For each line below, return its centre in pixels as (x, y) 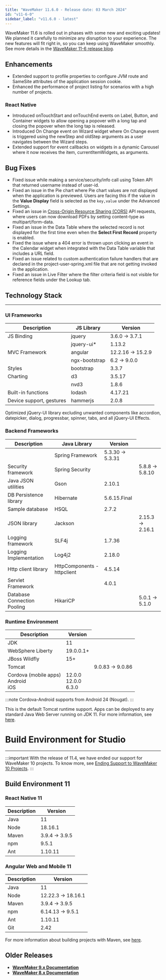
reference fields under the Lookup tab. (52, 280)
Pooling (17, 607)
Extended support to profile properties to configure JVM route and (80, 76)
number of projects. (32, 92)
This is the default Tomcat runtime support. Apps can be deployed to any (80, 709)
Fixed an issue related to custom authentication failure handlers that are (85, 259)
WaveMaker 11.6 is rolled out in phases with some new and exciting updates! (83, 33)
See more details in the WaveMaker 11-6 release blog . (60, 49)
